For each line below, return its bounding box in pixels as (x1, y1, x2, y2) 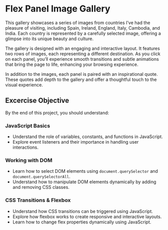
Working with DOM (5, 157, 53, 164)
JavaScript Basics (5, 122, 50, 129)
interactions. (12, 144, 39, 151)
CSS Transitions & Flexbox (5, 197, 71, 204)
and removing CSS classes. (12, 184, 69, 190)
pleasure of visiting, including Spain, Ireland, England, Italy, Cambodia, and (5, 25, 160, 31)
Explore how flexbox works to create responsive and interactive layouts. (12, 213, 162, 219)
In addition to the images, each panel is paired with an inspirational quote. (5, 71, 158, 77)
